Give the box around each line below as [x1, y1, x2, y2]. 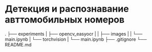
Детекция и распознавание [5, 3, 129, 15]
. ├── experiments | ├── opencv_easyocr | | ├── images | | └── [5, 31, 143, 37]
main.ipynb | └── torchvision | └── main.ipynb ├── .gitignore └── [5, 36, 147, 42]
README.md [5, 41, 32, 47]
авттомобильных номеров [5, 14, 125, 25]
